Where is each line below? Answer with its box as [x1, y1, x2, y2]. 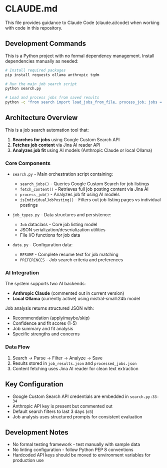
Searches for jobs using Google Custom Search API [12, 136, 120, 143]
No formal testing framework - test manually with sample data [12, 441, 140, 447]
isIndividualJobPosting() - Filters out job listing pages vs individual [19, 197, 161, 203]
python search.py [5, 86, 41, 91]
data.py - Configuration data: [12, 242, 73, 248]
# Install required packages [5, 68, 66, 73]
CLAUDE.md [5, 3, 58, 15]
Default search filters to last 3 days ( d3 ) [12, 408, 93, 414]
